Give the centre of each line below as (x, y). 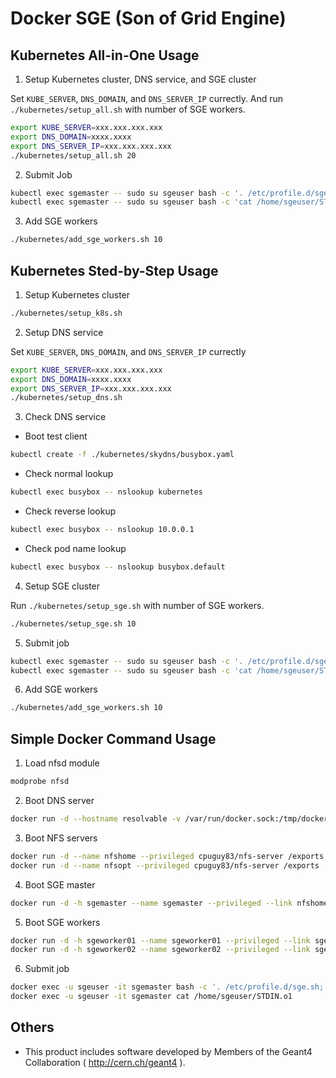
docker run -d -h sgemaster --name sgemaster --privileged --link (151, 903)
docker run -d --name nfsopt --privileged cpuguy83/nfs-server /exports (165, 865)
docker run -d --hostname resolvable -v (96, 819)
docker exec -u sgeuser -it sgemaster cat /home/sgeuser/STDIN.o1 (151, 997)
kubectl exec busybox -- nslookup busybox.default (118, 567)
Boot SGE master (60, 884)
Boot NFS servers (61, 838)
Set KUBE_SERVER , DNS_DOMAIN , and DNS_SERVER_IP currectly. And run (147, 98)
